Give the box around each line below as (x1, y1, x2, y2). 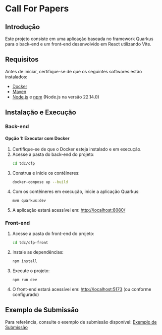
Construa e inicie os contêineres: (12, 170, 80, 176)
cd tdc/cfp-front (12, 240, 49, 245)
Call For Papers (5, 3, 69, 14)
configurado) (12, 291, 39, 297)
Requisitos (5, 55, 39, 64)
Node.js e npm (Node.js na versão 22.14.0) (12, 94, 100, 99)
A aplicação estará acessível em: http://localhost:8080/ (12, 207, 125, 213)
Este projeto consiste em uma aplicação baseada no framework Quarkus (5, 36, 154, 42)
